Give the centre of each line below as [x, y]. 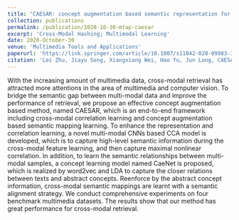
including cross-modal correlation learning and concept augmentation [110, 118]
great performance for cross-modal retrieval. [73, 208]
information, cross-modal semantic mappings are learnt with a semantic [113, 186]
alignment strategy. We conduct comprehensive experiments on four [108, 193]
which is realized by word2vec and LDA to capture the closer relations [110, 170]
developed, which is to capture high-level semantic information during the [116, 141]
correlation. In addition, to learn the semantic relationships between [106, 155]
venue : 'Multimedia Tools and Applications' [74, 47]
